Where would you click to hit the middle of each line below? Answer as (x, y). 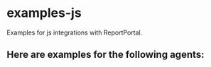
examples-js (44, 13)
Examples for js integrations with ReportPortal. (75, 32)
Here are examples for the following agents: (105, 55)
